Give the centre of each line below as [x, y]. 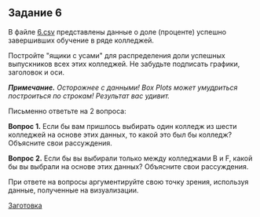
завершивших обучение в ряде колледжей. [81, 40]
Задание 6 [35, 13]
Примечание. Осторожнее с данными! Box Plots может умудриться [123, 87]
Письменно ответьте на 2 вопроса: [68, 111]
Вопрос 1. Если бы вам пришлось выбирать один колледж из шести [123, 126]
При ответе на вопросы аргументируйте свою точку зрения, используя [128, 182]
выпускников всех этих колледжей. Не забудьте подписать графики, [124, 64]
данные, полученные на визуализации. [73, 190]
